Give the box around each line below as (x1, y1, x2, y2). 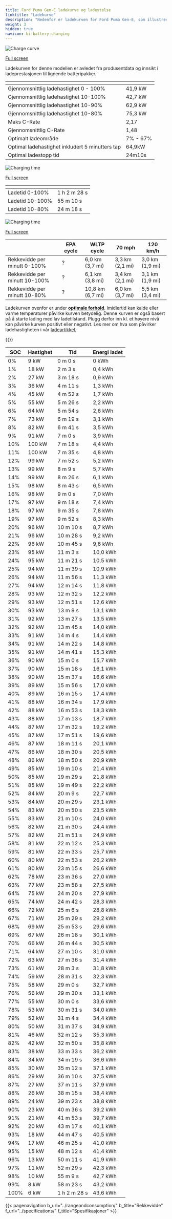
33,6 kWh (93, 998, 117, 1005)
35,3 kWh (93, 1031, 117, 1038)
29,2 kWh (93, 915, 117, 922)
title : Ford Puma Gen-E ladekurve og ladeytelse (5, 7, 111, 13)
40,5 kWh (93, 1131, 117, 1138)
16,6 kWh (93, 674, 117, 680)
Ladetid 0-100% (8, 189, 49, 196)
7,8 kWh (93, 507, 114, 514)
